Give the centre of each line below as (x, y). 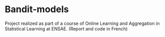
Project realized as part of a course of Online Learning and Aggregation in (82, 23)
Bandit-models (37, 9)
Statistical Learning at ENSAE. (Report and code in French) (66, 28)
